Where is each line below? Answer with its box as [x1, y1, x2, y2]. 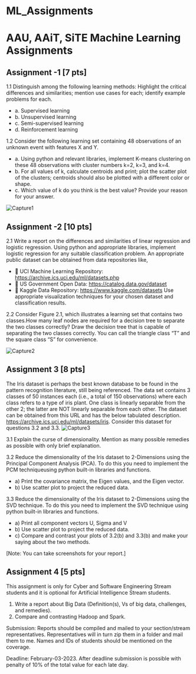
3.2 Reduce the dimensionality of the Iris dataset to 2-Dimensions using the [6, 453, 190, 460]
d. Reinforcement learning [14, 126, 79, 133]
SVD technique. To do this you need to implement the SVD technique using [6, 502, 189, 509]
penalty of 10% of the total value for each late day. [6, 661, 129, 668]
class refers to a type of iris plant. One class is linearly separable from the [6, 399, 186, 406]
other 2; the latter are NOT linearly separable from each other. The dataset [6, 405, 187, 412]
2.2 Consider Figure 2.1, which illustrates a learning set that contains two [6, 311, 183, 317]
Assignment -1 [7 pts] [6, 67, 87, 78]
